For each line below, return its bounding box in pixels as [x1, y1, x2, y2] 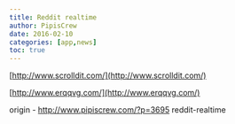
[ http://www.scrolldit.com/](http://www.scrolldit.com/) [9, 70, 207, 81]
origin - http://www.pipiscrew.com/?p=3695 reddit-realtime [9, 105, 226, 115]
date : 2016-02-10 [9, 29, 74, 38]
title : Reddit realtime [9, 12, 98, 22]
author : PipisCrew [9, 21, 77, 30]
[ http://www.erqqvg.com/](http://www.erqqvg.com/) [9, 88, 200, 98]
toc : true [9, 46, 46, 55]
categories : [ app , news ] [9, 37, 98, 47]
